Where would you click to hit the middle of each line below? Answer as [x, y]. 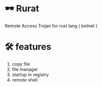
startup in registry [30, 75]
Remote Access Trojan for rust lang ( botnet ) [51, 26]
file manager [25, 69]
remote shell [25, 80]
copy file [21, 64]
